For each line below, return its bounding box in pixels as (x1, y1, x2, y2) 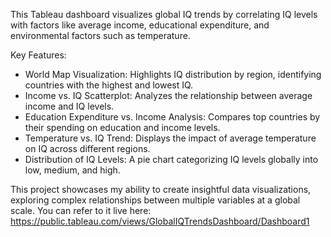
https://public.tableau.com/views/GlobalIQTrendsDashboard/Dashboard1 (10, 215, 310, 227)
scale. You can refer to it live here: (10, 205, 152, 216)
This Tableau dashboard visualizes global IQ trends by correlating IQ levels (10, 9, 318, 20)
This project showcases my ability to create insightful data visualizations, (10, 184, 312, 195)
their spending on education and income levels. (24, 122, 221, 133)
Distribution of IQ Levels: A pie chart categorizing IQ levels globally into (24, 154, 319, 165)
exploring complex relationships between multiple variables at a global (10, 194, 301, 206)
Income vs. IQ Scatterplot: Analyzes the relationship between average (24, 90, 313, 101)
